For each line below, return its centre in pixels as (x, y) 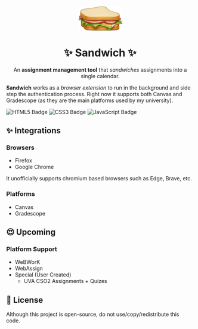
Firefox (24, 161)
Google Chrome (34, 167)
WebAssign (29, 269)
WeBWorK (27, 262)
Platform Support (32, 249)
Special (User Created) (43, 275)
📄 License (25, 300)
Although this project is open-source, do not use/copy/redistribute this (93, 314)
